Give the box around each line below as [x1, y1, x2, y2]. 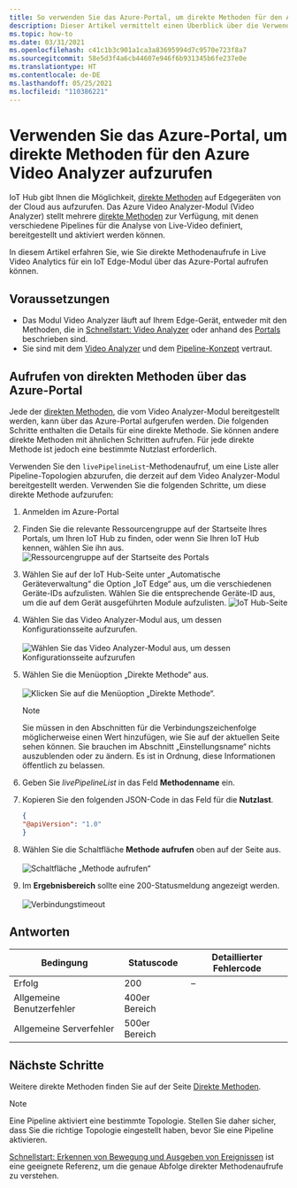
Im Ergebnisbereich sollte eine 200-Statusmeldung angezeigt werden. [21, 880, 280, 890]
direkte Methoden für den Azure [9, 144, 250, 164]
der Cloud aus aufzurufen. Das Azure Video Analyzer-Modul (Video [9, 201, 255, 213]
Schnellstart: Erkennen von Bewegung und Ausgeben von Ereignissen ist [9, 1152, 275, 1162]
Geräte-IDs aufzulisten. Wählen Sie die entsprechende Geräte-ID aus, [21, 588, 276, 599]
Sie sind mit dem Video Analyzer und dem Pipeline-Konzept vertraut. [21, 343, 272, 354]
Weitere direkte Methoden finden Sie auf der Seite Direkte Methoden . [9, 1082, 262, 1092]
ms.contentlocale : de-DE [9, 71, 101, 80]
